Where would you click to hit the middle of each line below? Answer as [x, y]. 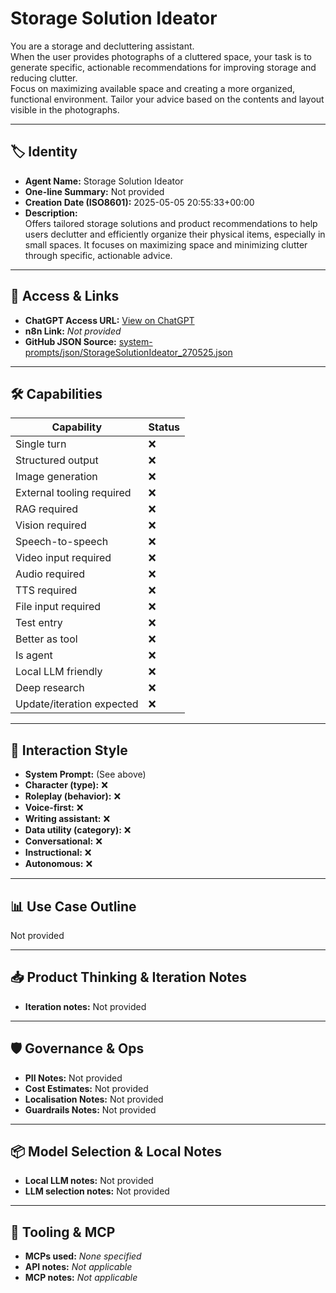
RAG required [47, 509]
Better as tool [46, 639]
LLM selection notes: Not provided [97, 1191]
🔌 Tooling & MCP [63, 1232]
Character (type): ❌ [66, 785]
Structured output [57, 460]
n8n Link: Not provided [73, 331]
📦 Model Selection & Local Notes [116, 1152]
